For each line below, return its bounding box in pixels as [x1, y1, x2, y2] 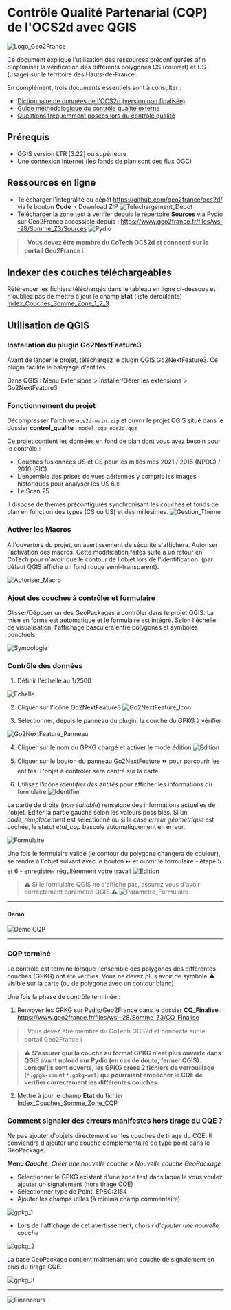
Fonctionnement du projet [7, 400, 96, 410]
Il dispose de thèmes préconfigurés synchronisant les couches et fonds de [7, 500, 219, 508]
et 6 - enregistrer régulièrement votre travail [7, 867, 132, 875]
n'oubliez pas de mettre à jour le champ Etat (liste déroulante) [7, 292, 182, 301]
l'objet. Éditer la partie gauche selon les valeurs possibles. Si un [7, 808, 188, 817]
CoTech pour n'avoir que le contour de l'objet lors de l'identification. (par [7, 555, 213, 563]
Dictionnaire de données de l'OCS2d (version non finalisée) [16, 96, 186, 105]
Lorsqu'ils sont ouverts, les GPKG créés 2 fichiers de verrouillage [23, 1063, 214, 1071]
